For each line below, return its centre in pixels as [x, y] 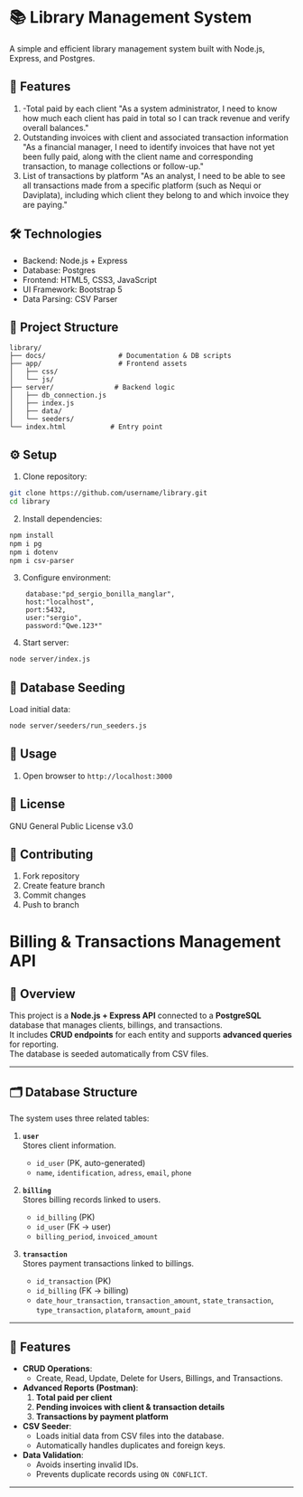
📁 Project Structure [64, 327]
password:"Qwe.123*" [64, 626]
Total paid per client [74, 1398]
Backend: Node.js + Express [75, 260]
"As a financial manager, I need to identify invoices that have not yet [148, 146]
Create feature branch [64, 886]
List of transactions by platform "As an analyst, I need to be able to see [154, 175]
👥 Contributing [51, 855]
